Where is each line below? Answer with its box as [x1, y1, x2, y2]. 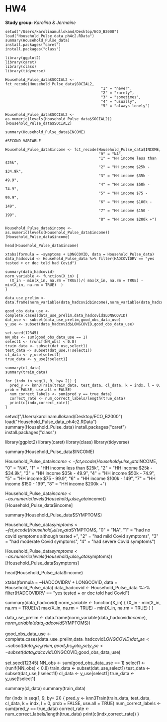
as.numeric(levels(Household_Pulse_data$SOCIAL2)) [5, 116, 112, 121]
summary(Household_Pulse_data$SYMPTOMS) [5, 512, 102, 518]
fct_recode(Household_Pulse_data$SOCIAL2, [5, 81, 94, 86]
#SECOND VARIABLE [5, 138, 41, 143]
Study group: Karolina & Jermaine [5, 19, 76, 25]
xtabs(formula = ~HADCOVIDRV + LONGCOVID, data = [5, 579, 118, 585]
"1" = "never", [100, 86, 133, 91]
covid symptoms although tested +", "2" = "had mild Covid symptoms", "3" [5, 533, 159, 539]
